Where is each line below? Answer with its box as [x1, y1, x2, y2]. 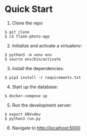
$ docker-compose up [4, 93, 48, 98]
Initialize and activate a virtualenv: [11, 42, 82, 48]
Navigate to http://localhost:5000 [11, 125, 80, 131]
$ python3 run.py [4, 116, 41, 121]
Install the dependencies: [11, 65, 64, 71]
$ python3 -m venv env [4, 52, 52, 57]
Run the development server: [11, 102, 72, 108]
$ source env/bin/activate [4, 56, 61, 62]
